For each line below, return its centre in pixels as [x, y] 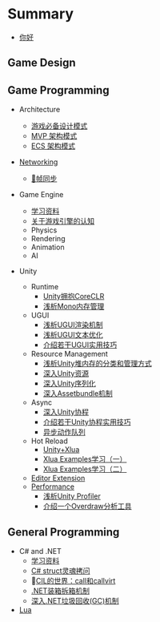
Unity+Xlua [61, 450]
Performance [53, 487]
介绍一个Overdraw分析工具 [88, 507]
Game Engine [41, 195]
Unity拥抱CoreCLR [74, 297]
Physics [44, 230]
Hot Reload [50, 441]
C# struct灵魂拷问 [60, 571]
